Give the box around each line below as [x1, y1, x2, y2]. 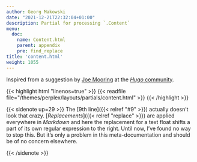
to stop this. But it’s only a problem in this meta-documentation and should [6, 131, 190, 139]
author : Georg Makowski [6, 8, 66, 15]
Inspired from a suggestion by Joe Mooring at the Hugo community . [6, 76, 174, 83]
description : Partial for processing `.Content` [6, 20, 130, 26]
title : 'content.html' [6, 54, 63, 60]
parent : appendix [17, 43, 61, 49]
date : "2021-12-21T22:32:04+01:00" [6, 14, 95, 20]
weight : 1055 [6, 59, 39, 65]
